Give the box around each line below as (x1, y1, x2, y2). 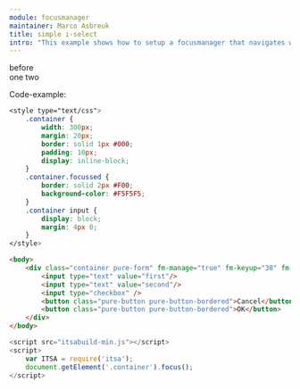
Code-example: (9, 89, 67, 100)
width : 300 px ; (41, 123, 94, 132)
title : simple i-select (9, 29, 98, 38)
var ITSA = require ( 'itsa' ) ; (25, 354, 134, 363)
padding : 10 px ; (41, 148, 98, 157)
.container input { (25, 206, 98, 215)
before (9, 62, 34, 73)
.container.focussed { (25, 173, 110, 182)
